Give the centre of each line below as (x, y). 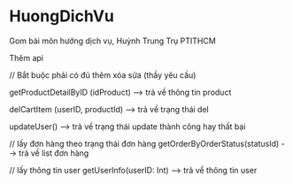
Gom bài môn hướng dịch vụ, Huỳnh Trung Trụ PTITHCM (113, 41)
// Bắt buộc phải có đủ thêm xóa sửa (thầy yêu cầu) (103, 75)
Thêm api (27, 57)
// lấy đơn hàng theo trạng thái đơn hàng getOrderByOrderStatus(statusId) (144, 143)
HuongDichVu (62, 16)
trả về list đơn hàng (54, 153)
